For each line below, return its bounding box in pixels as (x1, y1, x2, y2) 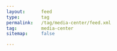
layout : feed (6, 8, 52, 15)
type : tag (6, 14, 50, 20)
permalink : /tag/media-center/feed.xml (6, 20, 112, 26)
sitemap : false (6, 31, 55, 37)
